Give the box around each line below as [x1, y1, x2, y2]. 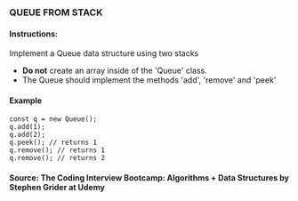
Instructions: [9, 28, 59, 39]
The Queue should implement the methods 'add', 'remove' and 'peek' [21, 75, 277, 85]
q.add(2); [9, 131, 46, 140]
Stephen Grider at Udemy [9, 181, 105, 192]
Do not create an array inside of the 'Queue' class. [21, 65, 207, 76]
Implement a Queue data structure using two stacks [9, 48, 199, 59]
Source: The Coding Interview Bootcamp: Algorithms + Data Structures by [9, 172, 289, 183]
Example [9, 95, 43, 106]
